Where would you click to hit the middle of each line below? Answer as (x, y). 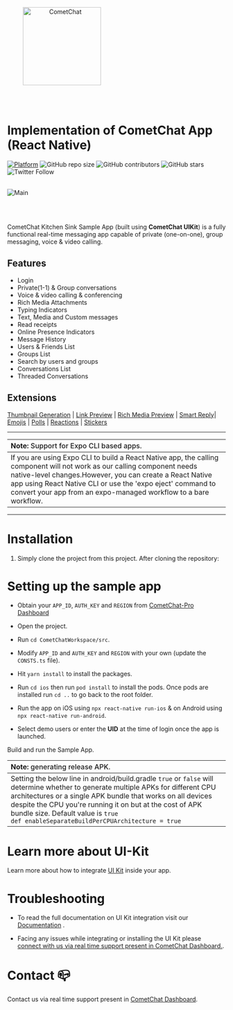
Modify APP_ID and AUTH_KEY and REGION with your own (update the (112, 653)
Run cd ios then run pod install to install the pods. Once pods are (113, 687)
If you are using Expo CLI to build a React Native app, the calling (115, 457)
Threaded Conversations (53, 376)
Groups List (34, 354)
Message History (42, 339)
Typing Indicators (42, 310)
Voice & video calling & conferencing (70, 295)
